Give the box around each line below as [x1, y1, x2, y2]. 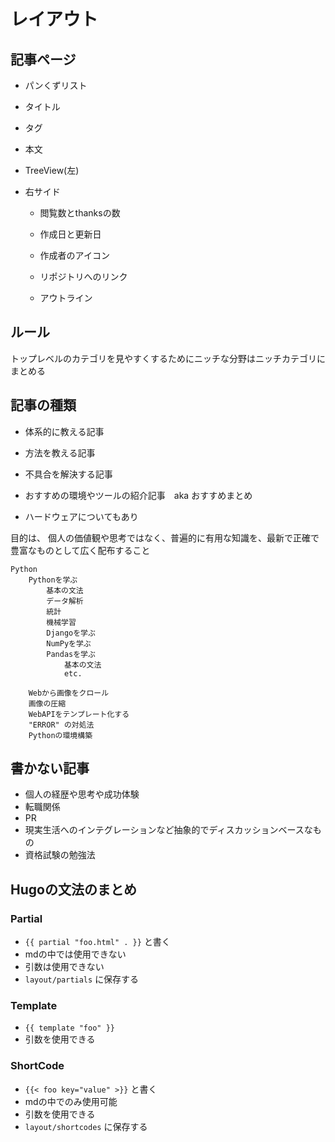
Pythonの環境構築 [28, 730, 93, 740]
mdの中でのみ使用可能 [24, 1095, 118, 1107]
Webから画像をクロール [28, 688, 110, 698]
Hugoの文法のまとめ [10, 881, 137, 898]
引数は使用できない [24, 961, 105, 973]
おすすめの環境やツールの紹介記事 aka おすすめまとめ [24, 489, 253, 501]
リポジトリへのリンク [39, 271, 128, 282]
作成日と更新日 [39, 228, 102, 240]
